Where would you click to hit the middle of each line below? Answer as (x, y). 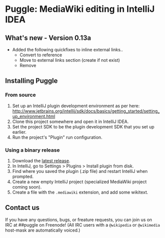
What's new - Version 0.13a (48, 38)
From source (20, 95)
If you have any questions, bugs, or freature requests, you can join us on (79, 219)
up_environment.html (34, 116)
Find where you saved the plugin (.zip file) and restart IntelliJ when (80, 171)
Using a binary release (33, 150)
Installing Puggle (32, 81)
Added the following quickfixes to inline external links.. (67, 50)
